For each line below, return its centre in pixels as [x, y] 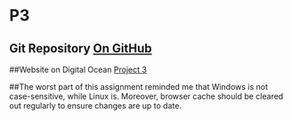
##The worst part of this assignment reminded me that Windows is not [139, 87]
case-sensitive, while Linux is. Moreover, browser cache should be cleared [146, 96]
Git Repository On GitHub [81, 48]
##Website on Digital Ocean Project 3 [78, 69]
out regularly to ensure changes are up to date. [96, 106]
